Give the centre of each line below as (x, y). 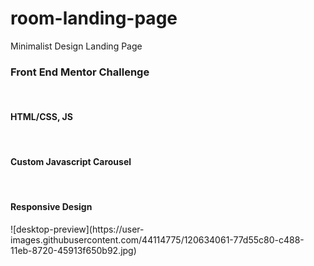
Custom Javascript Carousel (71, 162)
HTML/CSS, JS (41, 116)
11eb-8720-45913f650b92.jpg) (73, 250)
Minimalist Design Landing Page (76, 46)
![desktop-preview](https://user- (77, 229)
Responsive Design (51, 207)
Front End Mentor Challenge (80, 72)
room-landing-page (94, 18)
